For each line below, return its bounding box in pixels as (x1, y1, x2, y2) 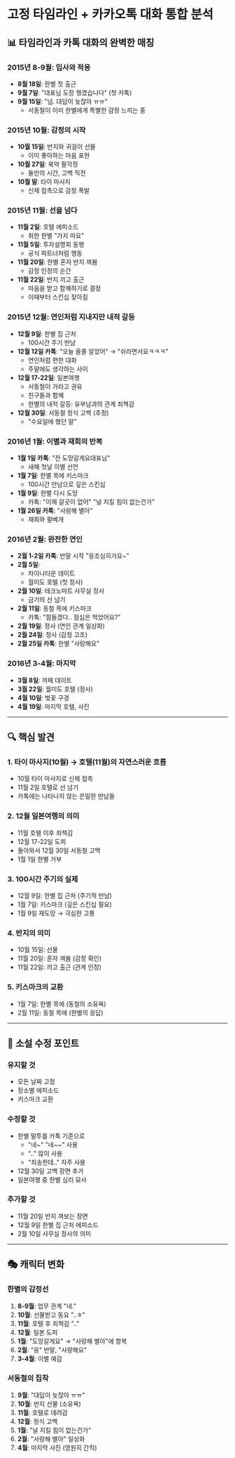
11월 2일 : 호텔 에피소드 (17, 222, 79, 232)
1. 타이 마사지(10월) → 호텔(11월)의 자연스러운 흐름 (7, 757, 166, 767)
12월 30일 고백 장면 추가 (17, 1166, 84, 1175)
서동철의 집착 (7, 1373, 49, 1383)
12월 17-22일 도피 (17, 837, 66, 845)
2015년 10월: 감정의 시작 (7, 125, 86, 135)
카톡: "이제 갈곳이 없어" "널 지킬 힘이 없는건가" (27, 497, 155, 506)
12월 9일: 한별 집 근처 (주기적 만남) (17, 891, 113, 899)
